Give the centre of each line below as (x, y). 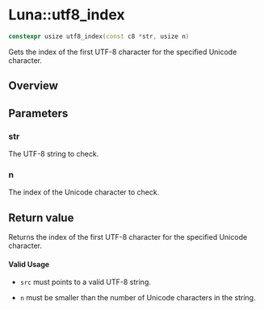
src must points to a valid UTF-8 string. (86, 282)
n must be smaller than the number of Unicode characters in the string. (138, 298)
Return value (41, 218)
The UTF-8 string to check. (54, 153)
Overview (34, 86)
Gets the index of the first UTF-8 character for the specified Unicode (123, 52)
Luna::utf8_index (67, 15)
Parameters (38, 113)
